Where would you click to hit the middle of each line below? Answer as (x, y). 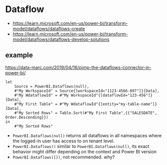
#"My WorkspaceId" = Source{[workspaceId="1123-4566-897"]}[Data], (87, 91)
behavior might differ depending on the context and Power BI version (85, 151)
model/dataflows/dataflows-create (49, 28)
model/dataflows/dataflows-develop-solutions (61, 39)
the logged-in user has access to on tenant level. (64, 141)
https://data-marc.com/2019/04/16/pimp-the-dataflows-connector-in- (78, 67)
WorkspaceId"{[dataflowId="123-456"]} (112, 95)
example (19, 55)
